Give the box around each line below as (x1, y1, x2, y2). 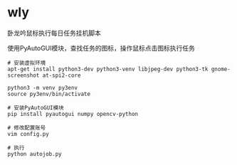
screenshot (7, 72, 40, 79)
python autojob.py (7, 150, 62, 157)
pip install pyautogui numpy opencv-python (7, 110, 139, 117)
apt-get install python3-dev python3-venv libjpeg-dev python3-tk (7, 65, 209, 73)
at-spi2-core (42, 72, 81, 79)
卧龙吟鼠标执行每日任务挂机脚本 (7, 28, 101, 37)
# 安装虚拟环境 (7, 59, 46, 66)
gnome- (211, 65, 231, 73)
